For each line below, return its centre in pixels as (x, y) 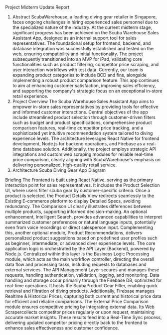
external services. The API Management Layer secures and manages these (82, 270)
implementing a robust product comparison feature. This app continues (86, 80)
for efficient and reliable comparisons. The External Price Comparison (77, 301)
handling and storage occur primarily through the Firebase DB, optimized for (83, 280)
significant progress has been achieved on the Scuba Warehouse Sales (85, 33)
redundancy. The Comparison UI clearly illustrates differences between (79, 206)
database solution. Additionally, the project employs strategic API (89, 149)
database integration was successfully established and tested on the (83, 49)
